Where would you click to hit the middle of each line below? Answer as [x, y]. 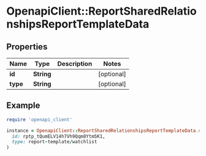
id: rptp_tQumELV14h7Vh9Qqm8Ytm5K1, [59, 136]
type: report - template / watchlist [55, 142]
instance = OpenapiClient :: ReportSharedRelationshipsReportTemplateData [101, 130]
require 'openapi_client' [39, 119]
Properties [27, 47]
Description [75, 64]
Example [23, 106]
